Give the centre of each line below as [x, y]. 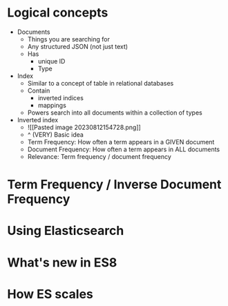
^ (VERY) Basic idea [56, 134]
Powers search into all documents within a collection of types [115, 113]
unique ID [51, 61]
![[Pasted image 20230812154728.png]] [84, 127]
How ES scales [50, 294]
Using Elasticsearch [66, 231]
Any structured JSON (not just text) [78, 46]
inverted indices [61, 97]
